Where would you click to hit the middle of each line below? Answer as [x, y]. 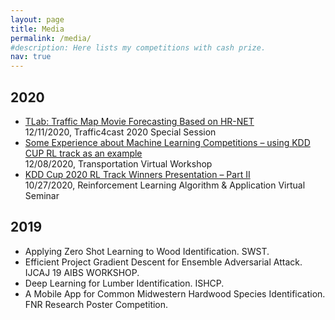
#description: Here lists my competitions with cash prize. [138, 47]
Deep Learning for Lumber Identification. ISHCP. [124, 283]
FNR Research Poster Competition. [96, 304]
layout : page [37, 19]
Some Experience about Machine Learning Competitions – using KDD [167, 142]
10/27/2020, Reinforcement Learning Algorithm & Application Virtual [165, 185]
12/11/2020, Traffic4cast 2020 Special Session [120, 132]
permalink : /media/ [51, 38]
